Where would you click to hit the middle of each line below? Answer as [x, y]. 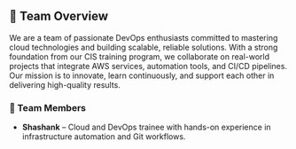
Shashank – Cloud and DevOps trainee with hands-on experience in [147, 127]
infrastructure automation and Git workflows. [104, 137]
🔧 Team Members [48, 107]
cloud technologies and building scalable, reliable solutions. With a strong [144, 47]
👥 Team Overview [59, 16]
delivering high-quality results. [65, 84]
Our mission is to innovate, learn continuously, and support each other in [142, 75]
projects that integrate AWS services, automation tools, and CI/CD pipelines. [148, 66]
